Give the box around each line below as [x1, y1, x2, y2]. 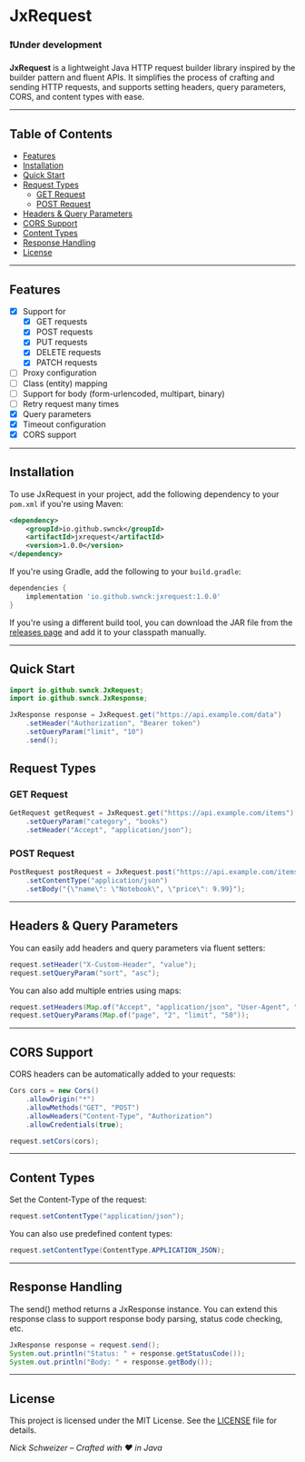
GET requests [35, 316, 88, 327]
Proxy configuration [22, 367, 97, 378]
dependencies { [9, 583, 67, 593]
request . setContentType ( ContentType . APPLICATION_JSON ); [9, 1246, 225, 1255]
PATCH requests [35, 357, 98, 368]
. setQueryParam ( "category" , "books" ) [25, 817, 169, 827]
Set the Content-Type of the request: [9, 1194, 147, 1205]
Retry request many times [22, 398, 120, 409]
